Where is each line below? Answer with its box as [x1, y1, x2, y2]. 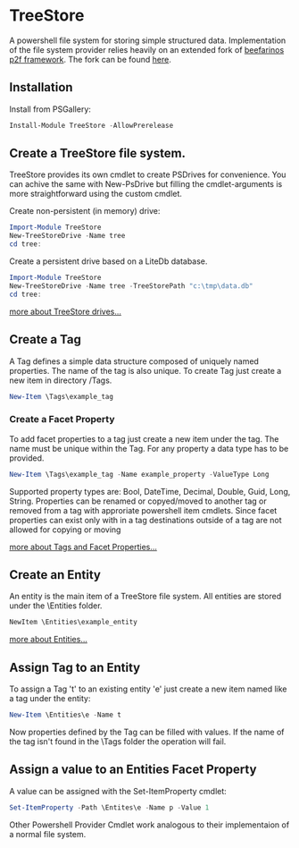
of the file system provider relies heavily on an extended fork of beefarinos [9, 44, 285, 55]
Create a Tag [9, 332, 82, 347]
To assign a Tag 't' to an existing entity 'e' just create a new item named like [9, 683, 287, 694]
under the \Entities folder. [9, 600, 103, 611]
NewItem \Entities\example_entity [9, 618, 138, 627]
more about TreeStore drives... [9, 306, 122, 317]
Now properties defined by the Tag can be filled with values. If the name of [9, 726, 285, 737]
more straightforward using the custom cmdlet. [9, 189, 183, 199]
